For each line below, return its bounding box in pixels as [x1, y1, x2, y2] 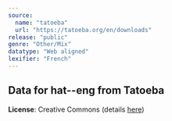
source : [8, 11, 34, 20]
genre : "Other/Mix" [8, 41, 72, 48]
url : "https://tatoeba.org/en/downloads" [15, 26, 152, 34]
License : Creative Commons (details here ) [8, 105, 145, 114]
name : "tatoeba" [15, 19, 68, 27]
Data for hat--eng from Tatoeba [8, 84, 165, 98]
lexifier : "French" [8, 55, 72, 63]
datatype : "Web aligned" [8, 48, 89, 55]
